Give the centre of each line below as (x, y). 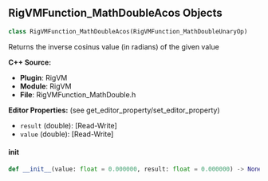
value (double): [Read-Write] (67, 134)
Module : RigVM (45, 86)
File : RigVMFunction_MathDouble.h (78, 94)
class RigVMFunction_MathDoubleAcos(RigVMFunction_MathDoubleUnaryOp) (128, 31)
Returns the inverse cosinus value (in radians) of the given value (114, 46)
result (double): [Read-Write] (68, 125)
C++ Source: (30, 62)
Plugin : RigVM (43, 77)
